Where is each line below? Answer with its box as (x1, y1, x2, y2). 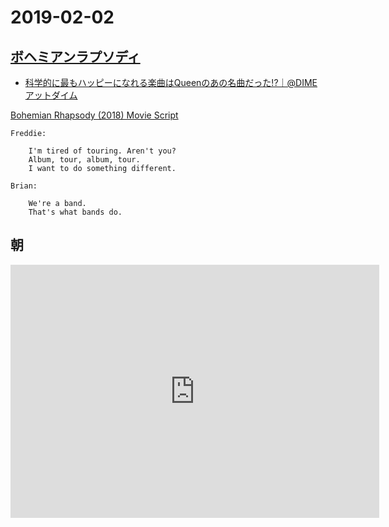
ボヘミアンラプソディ (10, 48, 141, 65)
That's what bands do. (28, 207, 123, 217)
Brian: (10, 181, 38, 191)
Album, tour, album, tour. (28, 155, 141, 165)
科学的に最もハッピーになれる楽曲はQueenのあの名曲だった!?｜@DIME (24, 77, 318, 88)
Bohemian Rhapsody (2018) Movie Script (10, 109, 179, 121)
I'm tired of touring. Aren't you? (28, 146, 177, 156)
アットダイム (24, 89, 78, 101)
